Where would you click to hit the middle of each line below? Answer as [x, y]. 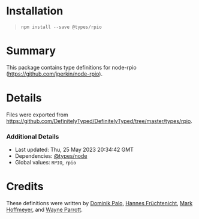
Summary [31, 51]
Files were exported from [37, 115]
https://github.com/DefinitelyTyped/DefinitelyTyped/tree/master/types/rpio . [99, 121]
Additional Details [33, 136]
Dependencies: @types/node [51, 156]
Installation [35, 11]
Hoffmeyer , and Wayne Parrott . [44, 210]
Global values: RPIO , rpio [46, 163]
